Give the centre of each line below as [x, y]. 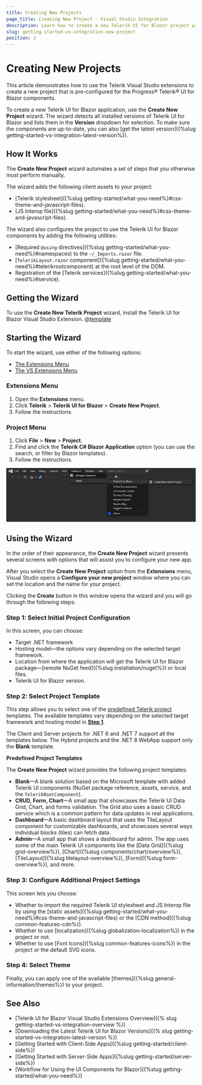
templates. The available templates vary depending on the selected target [97, 716]
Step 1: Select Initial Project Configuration [68, 618]
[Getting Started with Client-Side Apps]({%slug [73, 1044]
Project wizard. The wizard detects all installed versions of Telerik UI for [96, 116]
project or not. [32, 937]
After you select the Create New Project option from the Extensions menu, [99, 571]
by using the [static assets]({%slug [58, 911]
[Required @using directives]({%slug [60, 247]
